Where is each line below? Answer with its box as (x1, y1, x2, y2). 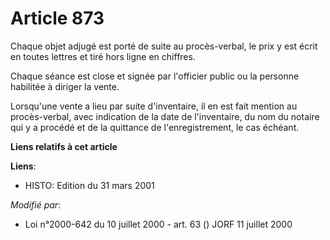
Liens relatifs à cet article (10, 140, 118, 152)
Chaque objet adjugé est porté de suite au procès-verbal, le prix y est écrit (10, 40, 318, 52)
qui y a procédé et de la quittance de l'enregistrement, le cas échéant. (10, 121, 300, 133)
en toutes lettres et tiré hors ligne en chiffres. (10, 50, 196, 62)
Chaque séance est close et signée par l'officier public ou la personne (10, 70, 300, 82)
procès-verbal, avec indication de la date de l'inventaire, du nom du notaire (10, 110, 320, 122)
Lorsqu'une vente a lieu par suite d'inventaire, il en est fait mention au (10, 100, 298, 112)
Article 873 (10, 7, 105, 30)
